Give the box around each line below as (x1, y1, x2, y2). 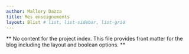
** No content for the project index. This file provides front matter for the (6, 35, 183, 42)
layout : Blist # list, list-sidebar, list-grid (6, 19, 126, 25)
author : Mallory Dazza (6, 8, 62, 15)
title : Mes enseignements (6, 14, 70, 20)
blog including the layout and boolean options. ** (6, 41, 126, 48)
